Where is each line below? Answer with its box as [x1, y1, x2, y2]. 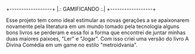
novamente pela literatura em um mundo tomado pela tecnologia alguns [6, 23, 180, 30]
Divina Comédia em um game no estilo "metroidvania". [6, 41, 138, 48]
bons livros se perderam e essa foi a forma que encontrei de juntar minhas [6, 29, 186, 36]
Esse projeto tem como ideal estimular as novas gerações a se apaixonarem [6, 17, 190, 23]
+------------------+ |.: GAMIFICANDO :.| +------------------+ [6, 6, 156, 12]
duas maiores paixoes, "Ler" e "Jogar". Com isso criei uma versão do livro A [6, 35, 189, 42]
